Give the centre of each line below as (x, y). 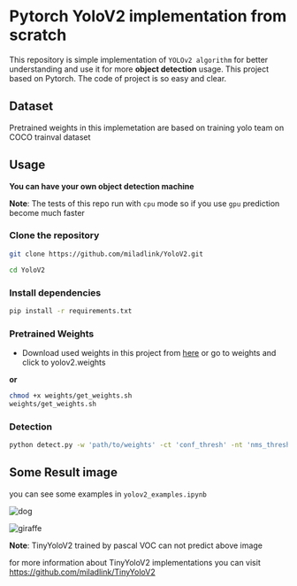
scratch (38, 35)
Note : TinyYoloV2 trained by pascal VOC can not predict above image (136, 545)
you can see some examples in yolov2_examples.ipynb (108, 494)
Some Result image (63, 472)
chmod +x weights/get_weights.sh (71, 396)
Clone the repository (54, 235)
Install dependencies (55, 292)
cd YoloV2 (27, 270)
